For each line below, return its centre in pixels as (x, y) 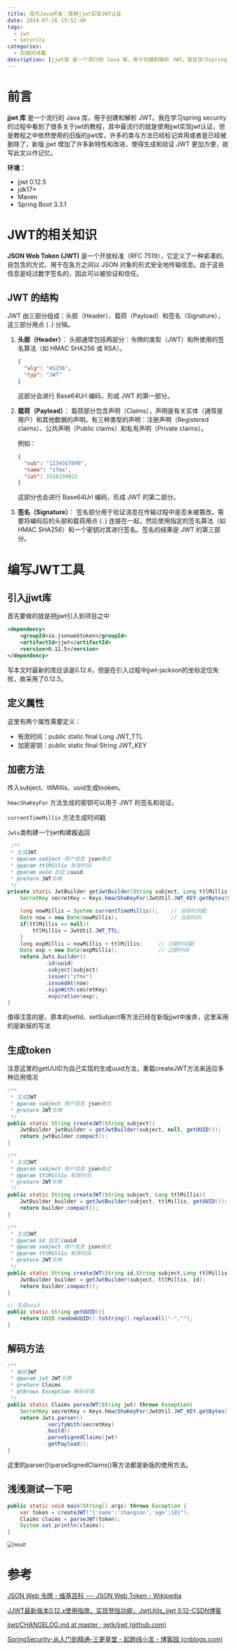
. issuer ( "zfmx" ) (68, 976)
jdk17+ (27, 189)
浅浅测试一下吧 (40, 1489)
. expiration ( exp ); (72, 996)
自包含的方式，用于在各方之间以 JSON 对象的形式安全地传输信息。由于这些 (116, 264)
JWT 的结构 (33, 298)
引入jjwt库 (29, 598)
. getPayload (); (67, 1444)
